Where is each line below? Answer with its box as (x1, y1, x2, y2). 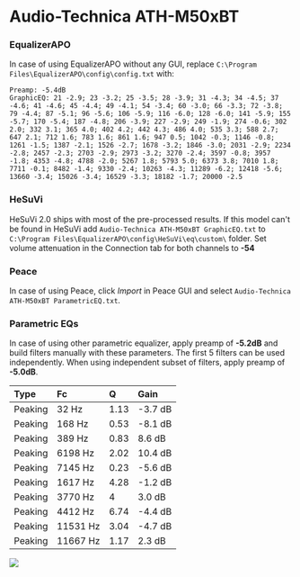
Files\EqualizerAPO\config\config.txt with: (9, 68, 175, 79)
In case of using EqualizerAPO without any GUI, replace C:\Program (9, 59, 258, 69)
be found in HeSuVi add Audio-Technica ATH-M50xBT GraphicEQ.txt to (9, 223, 267, 234)
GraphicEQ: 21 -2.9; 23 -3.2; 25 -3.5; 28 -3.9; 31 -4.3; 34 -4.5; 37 (9, 94, 279, 103)
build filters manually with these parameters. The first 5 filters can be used (9, 347, 286, 358)
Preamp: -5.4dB (9, 86, 66, 95)
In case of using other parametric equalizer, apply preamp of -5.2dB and (9, 338, 278, 348)
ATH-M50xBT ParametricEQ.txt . (9, 295, 121, 306)
